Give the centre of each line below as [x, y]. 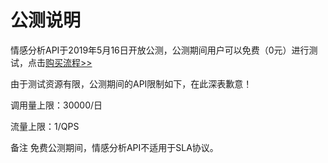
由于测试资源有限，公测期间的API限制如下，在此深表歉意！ [131, 83]
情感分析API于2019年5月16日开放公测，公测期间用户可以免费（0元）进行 [160, 50]
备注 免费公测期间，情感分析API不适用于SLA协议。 [114, 147]
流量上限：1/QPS [45, 126]
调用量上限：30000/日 [56, 105]
